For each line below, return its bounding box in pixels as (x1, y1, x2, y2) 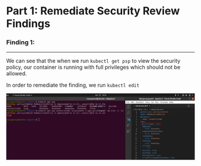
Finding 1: (6, 38, 35, 47)
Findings (6, 17, 51, 30)
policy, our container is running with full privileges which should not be (6, 64, 181, 71)
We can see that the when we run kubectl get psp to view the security (6, 57, 181, 64)
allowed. (6, 70, 27, 77)
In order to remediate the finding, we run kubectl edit (6, 82, 139, 89)
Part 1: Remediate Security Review (6, 4, 180, 18)
